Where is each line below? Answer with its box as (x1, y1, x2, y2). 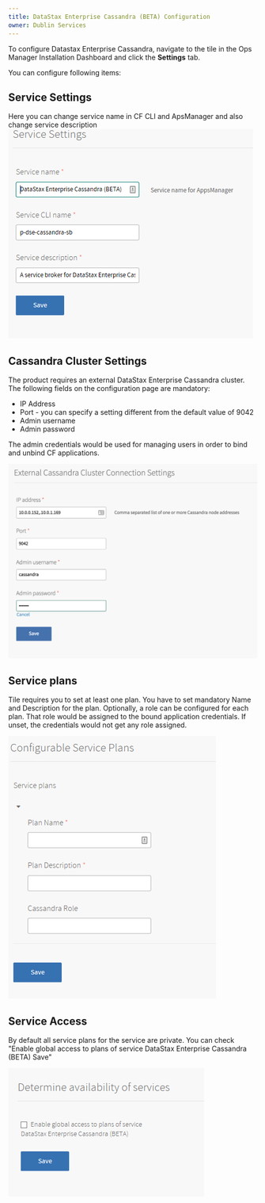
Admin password (19, 424, 75, 434)
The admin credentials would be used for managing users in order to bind (8, 440, 248, 450)
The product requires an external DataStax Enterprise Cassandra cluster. (8, 375, 245, 385)
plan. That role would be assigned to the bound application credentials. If (8, 712, 247, 722)
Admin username (19, 416, 76, 426)
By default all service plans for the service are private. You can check (8, 1036, 235, 1045)
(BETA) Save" (8, 1052, 52, 1062)
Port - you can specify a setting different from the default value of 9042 (19, 408, 255, 417)
